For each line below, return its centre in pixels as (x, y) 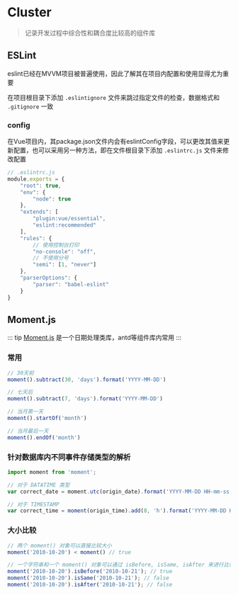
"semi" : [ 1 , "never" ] (65, 265)
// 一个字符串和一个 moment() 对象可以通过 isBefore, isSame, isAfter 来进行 (116, 565)
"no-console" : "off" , (65, 251)
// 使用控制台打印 (56, 245)
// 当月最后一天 (28, 431)
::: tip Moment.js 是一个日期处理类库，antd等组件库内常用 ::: (95, 338)
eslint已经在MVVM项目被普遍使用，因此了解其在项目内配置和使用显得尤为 (115, 73)
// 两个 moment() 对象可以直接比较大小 (59, 545)
